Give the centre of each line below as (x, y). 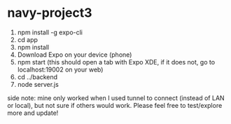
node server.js (38, 84)
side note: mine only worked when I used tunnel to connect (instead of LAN (116, 98)
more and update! (33, 113)
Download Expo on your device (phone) (75, 55)
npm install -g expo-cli (50, 32)
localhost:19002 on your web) (60, 69)
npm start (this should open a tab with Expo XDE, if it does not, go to (116, 62)
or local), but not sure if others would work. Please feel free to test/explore (115, 105)
